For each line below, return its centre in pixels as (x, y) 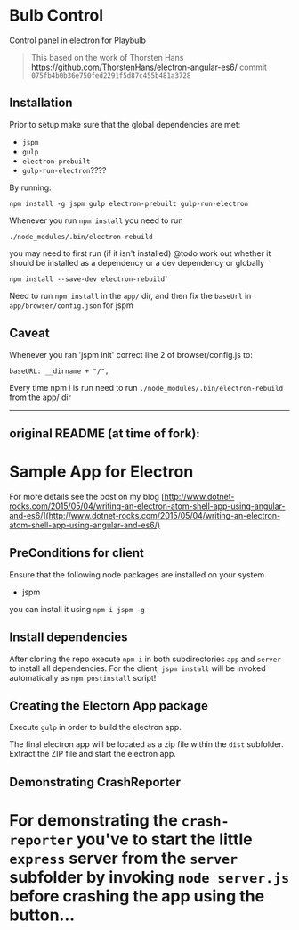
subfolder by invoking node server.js (149, 877)
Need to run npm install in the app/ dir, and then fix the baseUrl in (130, 295)
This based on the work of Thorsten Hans (107, 57)
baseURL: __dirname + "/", (59, 371)
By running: (30, 187)
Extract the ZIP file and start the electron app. (93, 754)
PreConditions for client (77, 553)
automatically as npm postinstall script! (83, 677)
